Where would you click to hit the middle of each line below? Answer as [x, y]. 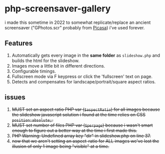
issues [15, 97]
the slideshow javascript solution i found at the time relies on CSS [79, 114]
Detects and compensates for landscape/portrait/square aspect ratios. [84, 81]
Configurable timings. [34, 71]
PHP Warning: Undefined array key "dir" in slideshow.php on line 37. [81, 136]
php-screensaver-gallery [58, 9]
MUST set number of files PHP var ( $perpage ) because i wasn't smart [82, 125]
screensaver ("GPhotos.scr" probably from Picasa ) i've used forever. [75, 27]
